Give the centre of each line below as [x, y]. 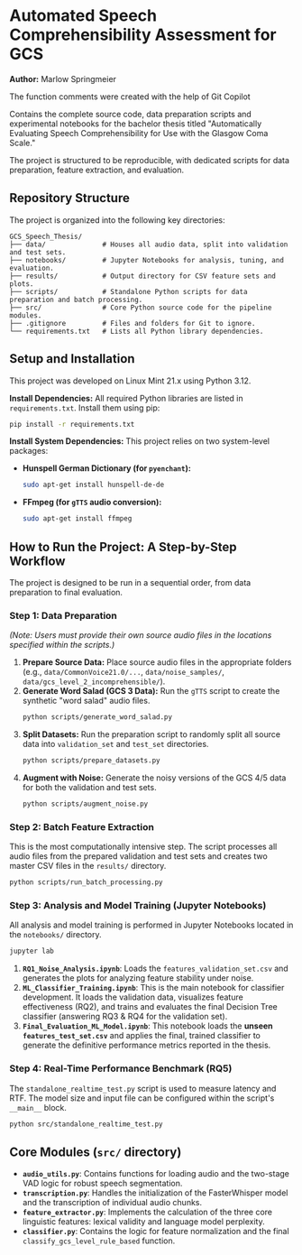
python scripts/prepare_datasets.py [91, 761]
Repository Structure [70, 198]
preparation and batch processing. [76, 300]
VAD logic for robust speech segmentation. [102, 1184]
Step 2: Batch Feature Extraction [82, 826]
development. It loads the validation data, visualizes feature [133, 997]
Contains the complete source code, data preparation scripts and [131, 114]
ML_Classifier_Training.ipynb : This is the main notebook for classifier [153, 988]
